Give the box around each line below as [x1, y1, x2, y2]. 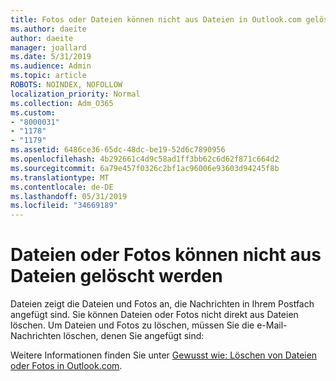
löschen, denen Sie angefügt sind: [63, 330, 205, 342]
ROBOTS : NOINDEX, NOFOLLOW [10, 80, 123, 90]
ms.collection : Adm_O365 [10, 98, 114, 108]
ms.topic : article [10, 71, 87, 81]
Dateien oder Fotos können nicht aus [10, 244, 322, 266]
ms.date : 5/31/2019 [10, 52, 92, 62]
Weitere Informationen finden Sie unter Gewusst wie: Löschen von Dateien [10, 349, 318, 361]
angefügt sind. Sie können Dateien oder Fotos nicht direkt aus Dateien [10, 309, 299, 321]
